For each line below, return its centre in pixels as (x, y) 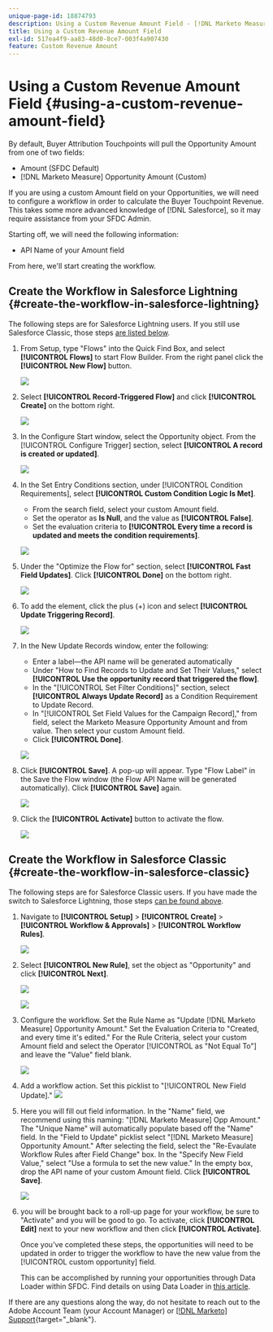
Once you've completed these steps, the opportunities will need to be (136, 1244)
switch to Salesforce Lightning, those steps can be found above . (116, 900)
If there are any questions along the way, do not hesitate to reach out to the (134, 1302)
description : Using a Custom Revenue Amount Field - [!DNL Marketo (125, 24)
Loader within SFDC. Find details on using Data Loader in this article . (135, 1286)
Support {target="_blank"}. (52, 1319)
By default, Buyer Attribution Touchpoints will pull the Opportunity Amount (132, 144)
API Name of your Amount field (72, 250)
